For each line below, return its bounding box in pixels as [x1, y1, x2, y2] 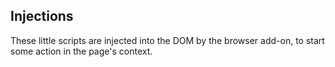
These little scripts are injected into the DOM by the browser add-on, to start [10, 34, 325, 46]
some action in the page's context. [10, 45, 153, 57]
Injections [10, 8, 74, 25]
